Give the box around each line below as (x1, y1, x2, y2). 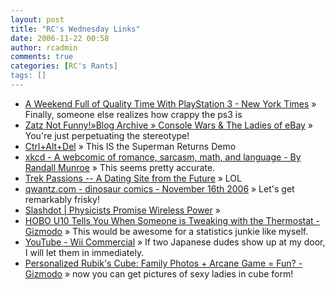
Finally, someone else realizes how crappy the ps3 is (24, 108, 243, 120)
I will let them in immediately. (24, 246, 145, 258)
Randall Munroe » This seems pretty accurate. (24, 161, 216, 173)
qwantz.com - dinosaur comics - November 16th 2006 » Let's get (24, 182, 295, 195)
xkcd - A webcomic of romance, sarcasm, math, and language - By (24, 151, 302, 163)
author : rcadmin (10, 42, 78, 53)
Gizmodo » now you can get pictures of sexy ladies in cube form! (24, 267, 294, 280)
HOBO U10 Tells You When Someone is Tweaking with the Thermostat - (24, 214, 321, 226)
